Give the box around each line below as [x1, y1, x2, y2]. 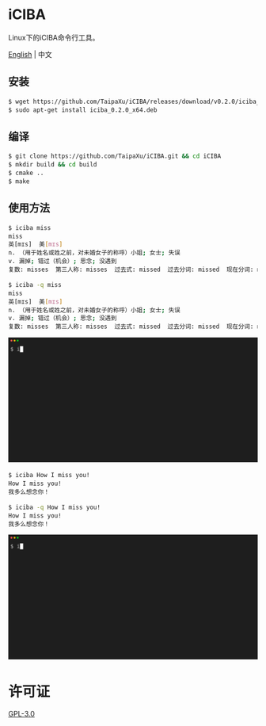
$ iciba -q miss [8, 281, 62, 288]
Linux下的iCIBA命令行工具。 [8, 32, 100, 42]
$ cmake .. [8, 169, 44, 178]
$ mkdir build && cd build [8, 161, 97, 169]
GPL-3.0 [8, 709, 36, 719]
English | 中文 [8, 49, 53, 59]
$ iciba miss [8, 224, 51, 231]
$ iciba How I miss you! [8, 472, 90, 480]
